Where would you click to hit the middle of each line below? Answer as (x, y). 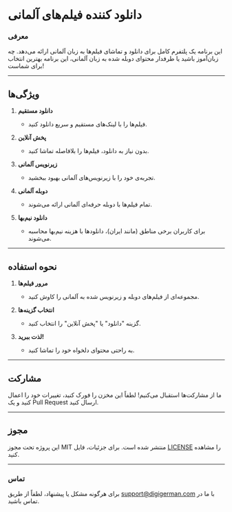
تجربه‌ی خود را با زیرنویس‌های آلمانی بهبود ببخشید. (92, 178)
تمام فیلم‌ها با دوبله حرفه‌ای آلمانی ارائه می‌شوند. (90, 204)
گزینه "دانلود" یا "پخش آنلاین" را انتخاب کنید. (84, 324)
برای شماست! (26, 66)
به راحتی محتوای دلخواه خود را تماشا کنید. (81, 350)
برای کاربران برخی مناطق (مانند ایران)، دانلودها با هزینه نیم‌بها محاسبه (117, 231)
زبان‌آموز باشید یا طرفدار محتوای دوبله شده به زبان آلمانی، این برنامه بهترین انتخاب (113, 59)
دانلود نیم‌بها (32, 218)
